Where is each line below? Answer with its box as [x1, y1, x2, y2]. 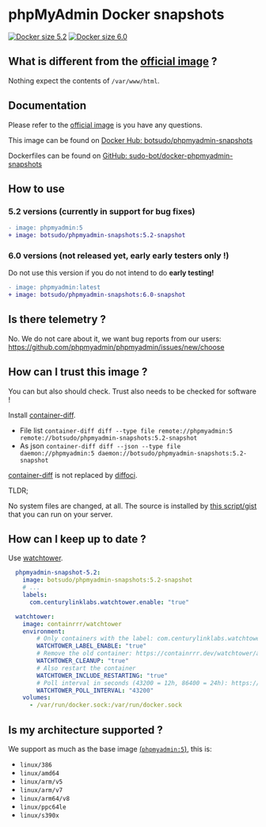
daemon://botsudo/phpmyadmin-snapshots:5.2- [97, 449, 247, 457]
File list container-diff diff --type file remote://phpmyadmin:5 [19, 425, 234, 435]
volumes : [22, 694, 51, 702]
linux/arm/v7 [19, 787, 63, 794]
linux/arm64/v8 [19, 795, 70, 803]
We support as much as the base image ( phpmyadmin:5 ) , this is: [8, 744, 212, 754]
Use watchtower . [8, 553, 63, 563]
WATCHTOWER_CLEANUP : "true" [36, 657, 129, 665]
